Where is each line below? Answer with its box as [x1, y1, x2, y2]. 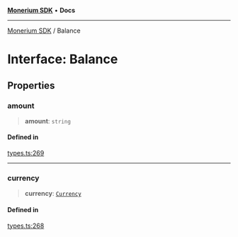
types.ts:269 [7, 149, 45, 158]
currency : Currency [24, 189, 81, 198]
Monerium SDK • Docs [7, 6, 76, 14]
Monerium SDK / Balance [7, 26, 81, 35]
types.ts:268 [7, 221, 45, 230]
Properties [7, 79, 55, 92]
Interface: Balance [7, 51, 118, 67]
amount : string [24, 116, 71, 125]
